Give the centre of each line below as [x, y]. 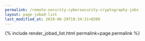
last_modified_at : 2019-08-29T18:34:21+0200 [52, 19]
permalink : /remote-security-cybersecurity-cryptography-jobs [72, 10]
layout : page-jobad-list [31, 14]
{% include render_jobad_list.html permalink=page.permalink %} [72, 33]
